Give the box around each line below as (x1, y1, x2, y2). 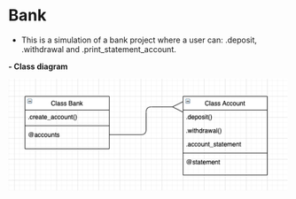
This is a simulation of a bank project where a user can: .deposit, (20, 34, 258, 45)
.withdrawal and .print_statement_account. (20, 43, 176, 54)
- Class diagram (8, 61, 68, 72)
